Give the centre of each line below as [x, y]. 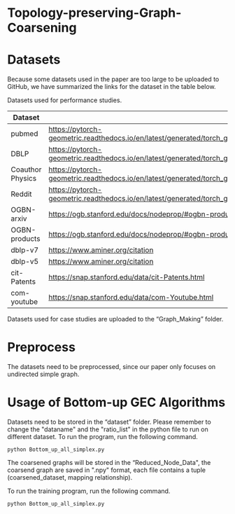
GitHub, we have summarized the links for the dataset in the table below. [112, 87]
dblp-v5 [25, 262]
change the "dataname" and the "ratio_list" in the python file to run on [108, 429]
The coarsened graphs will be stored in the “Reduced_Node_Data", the [109, 463]
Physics [24, 179]
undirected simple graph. [43, 374]
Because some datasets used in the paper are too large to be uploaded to [113, 79]
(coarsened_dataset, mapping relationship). [70, 477]
